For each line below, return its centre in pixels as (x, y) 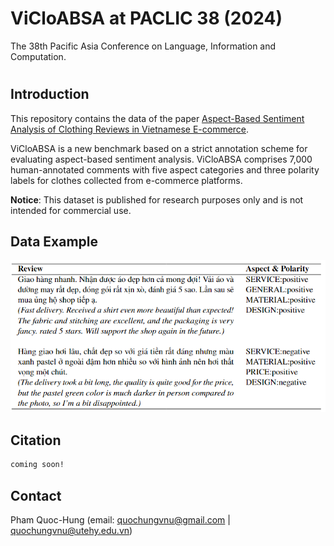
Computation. (38, 56)
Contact (36, 495)
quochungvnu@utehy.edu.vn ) (71, 530)
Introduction (50, 94)
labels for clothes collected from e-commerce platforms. (126, 180)
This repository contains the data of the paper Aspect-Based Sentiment (157, 118)
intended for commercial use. (71, 210)
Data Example (54, 241)
